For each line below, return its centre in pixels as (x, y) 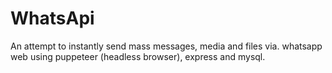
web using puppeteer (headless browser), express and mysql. (138, 56)
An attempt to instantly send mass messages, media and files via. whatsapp (166, 46)
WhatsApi (52, 18)
